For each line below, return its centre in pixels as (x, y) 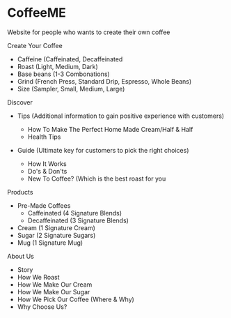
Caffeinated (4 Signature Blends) (75, 213)
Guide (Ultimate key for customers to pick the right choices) (103, 150)
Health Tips (44, 137)
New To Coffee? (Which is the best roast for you (97, 179)
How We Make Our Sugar (54, 291)
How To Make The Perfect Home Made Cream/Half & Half (110, 129)
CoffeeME (37, 13)
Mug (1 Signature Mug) (50, 243)
